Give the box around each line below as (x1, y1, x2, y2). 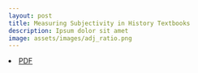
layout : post (8, 11, 53, 20)
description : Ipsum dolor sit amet (8, 26, 129, 34)
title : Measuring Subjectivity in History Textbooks (8, 19, 191, 27)
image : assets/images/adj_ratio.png (8, 34, 132, 43)
